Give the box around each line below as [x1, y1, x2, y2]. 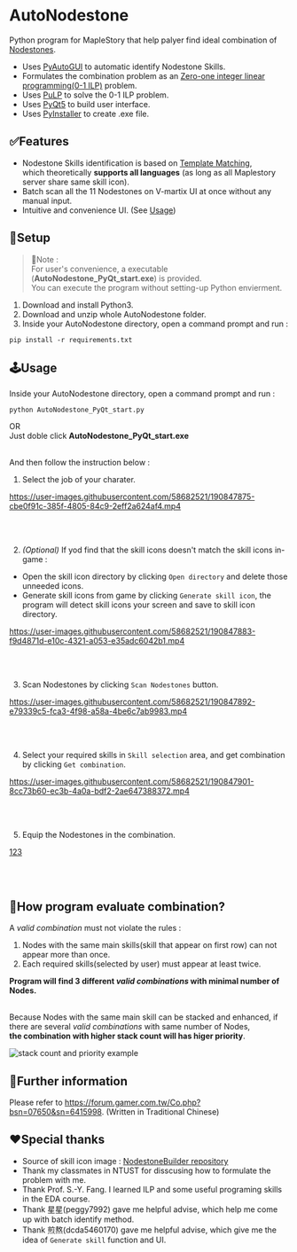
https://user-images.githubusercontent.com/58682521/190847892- [9, 697, 255, 708]
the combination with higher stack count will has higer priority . [9, 1030, 246, 1042]
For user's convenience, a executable [30, 263, 168, 274]
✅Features [9, 134, 69, 149]
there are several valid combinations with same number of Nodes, [9, 1021, 251, 1032]
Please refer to [9, 1097, 64, 1107]
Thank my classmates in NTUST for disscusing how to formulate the [21, 1165, 271, 1176]
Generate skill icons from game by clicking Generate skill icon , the [21, 591, 272, 601]
